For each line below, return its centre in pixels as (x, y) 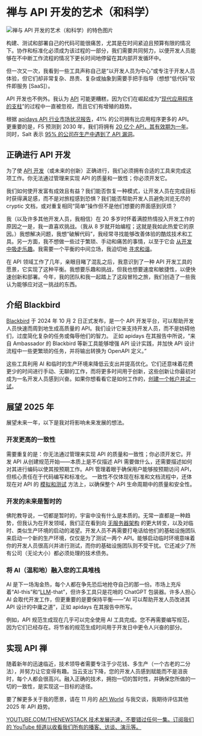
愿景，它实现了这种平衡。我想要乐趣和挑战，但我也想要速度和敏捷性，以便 (98, 269)
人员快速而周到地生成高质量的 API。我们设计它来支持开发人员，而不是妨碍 (98, 328)
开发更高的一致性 (31, 440)
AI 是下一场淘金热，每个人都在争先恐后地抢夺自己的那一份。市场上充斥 (94, 584)
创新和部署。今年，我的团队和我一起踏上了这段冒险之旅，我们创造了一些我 (103, 276)
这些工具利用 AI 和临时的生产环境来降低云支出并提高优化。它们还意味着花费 (100, 363)
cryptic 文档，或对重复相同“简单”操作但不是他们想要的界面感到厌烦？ (92, 206)
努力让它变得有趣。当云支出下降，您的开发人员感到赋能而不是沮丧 (106, 672)
